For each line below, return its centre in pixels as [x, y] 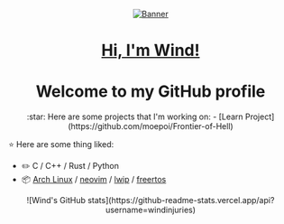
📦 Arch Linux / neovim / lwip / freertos [94, 180]
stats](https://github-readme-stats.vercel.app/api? [181, 201]
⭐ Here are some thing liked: [61, 145]
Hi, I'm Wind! [151, 51]
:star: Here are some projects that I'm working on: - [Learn [135, 117]
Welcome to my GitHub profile [151, 92]
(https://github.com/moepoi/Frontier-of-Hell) [151, 126]
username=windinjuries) [151, 210]
